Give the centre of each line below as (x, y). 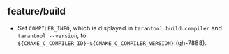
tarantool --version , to (52, 35)
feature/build (37, 11)
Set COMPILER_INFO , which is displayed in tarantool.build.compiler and (119, 28)
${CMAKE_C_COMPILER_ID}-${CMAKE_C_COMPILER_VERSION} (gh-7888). (112, 43)
